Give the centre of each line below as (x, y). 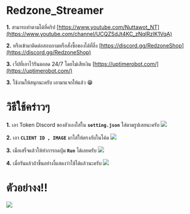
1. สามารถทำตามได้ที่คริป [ (32, 27)
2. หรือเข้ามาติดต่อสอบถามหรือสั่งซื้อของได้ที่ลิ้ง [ (54, 45)
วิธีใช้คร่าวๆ (28, 107)
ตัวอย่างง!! (27, 188)
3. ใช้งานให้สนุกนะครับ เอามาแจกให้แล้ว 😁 (50, 82)
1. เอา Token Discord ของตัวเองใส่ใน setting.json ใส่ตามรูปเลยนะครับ (83, 124)
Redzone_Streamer (55, 11)
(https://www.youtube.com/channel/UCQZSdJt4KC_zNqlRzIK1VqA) (89, 34)
